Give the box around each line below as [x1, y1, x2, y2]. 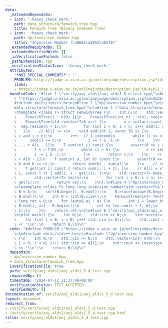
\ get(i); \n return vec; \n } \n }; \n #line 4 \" [14, 180, 133, 185]
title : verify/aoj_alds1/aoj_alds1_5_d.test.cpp [5, 315, 108, 320]
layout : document [5, 296, 41, 301]
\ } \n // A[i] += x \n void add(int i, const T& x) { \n [14, 128, 149, 133]
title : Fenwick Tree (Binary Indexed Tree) [14, 26, 106, 31]
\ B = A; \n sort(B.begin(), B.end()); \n [14, 189, 106, 194]
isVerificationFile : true [9, 264, 64, 269]
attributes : [9, 68, 35, 73]
